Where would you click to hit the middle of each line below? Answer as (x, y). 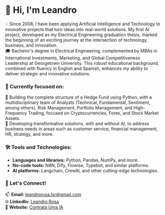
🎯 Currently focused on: (35, 86)
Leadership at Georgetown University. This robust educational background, (82, 63)
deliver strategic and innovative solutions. (48, 73)
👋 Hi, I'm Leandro (41, 10)
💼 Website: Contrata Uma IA (34, 207)
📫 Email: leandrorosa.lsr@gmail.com (43, 194)
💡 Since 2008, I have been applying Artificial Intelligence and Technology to (83, 24)
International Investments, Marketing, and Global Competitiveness (73, 58)
